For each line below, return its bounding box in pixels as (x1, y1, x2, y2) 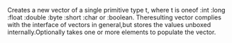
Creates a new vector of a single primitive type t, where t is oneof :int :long (7, 6, 226, 14)
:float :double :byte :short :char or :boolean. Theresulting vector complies (7, 13, 222, 21)
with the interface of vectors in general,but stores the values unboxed (7, 21, 211, 28)
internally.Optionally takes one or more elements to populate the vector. (7, 28, 216, 36)
